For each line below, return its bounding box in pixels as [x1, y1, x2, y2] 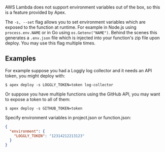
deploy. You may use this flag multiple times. [5, 40, 96, 46]
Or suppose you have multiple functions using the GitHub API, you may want [5, 91, 161, 97]
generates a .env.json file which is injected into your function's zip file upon [5, 35, 160, 41]
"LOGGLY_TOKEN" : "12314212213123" [14, 133, 85, 138]
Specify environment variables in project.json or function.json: [5, 114, 132, 120]
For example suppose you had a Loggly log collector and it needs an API [5, 67, 152, 73]
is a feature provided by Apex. [5, 9, 66, 15]
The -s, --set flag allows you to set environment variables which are [5, 19, 146, 25]
